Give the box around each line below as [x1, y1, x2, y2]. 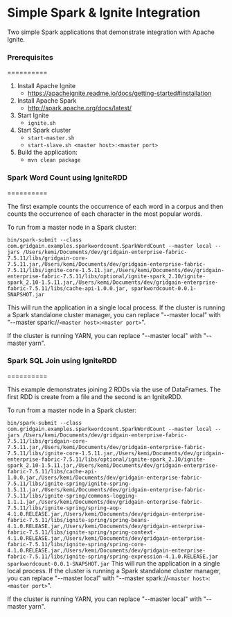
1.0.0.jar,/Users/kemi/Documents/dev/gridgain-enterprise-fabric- [7, 474, 203, 481]
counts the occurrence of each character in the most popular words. [7, 210, 203, 218]
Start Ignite [17, 111, 49, 119]
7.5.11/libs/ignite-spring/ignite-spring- [7, 480, 132, 487]
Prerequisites [7, 52, 53, 62]
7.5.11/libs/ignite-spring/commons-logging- [7, 492, 138, 499]
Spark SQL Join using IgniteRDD [7, 356, 118, 366]
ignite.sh [27, 120, 57, 127]
